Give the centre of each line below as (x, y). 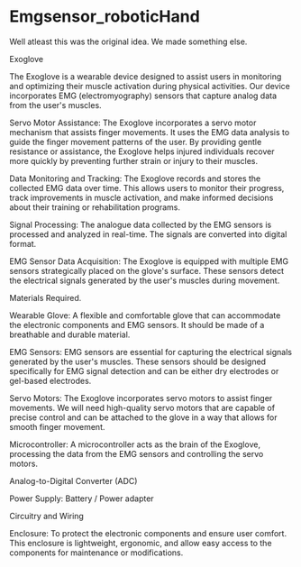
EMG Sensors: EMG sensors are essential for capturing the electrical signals (151, 352)
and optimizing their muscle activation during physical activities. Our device (150, 86)
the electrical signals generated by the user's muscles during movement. (145, 280)
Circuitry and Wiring (46, 516)
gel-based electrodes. (50, 380)
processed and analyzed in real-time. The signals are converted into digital (148, 234)
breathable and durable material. (70, 334)
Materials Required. (46, 297)
